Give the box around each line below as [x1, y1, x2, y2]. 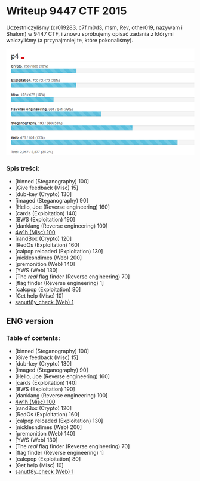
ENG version [6, 315, 54, 326]
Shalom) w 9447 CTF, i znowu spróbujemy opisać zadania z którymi [6, 30, 174, 37]
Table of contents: [6, 333, 61, 342]
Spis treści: [6, 164, 40, 173]
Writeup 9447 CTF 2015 [6, 4, 127, 18]
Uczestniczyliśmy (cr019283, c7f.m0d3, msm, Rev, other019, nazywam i [6, 24, 183, 31]
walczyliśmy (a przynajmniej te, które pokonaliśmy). [6, 36, 133, 44]
